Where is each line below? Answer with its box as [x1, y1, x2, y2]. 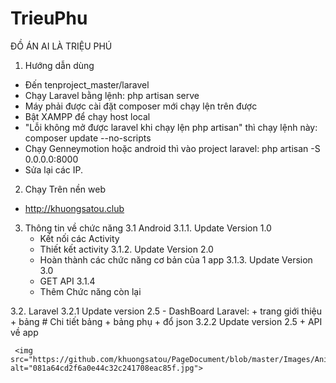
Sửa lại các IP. [24, 163, 84, 176]
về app [10, 326, 39, 338]
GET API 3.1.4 [39, 275, 96, 287]
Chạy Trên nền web [24, 183, 106, 195]
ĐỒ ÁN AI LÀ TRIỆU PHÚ [10, 40, 113, 52]
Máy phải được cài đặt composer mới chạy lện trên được [24, 100, 258, 112]
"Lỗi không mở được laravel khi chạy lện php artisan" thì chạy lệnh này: [24, 121, 318, 133]
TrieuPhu [10, 7, 88, 30]
